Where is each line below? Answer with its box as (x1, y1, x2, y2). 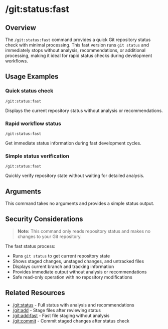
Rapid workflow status (5, 120, 61, 127)
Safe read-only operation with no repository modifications (12, 274, 133, 280)
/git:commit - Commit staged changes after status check (12, 317, 129, 323)
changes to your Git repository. (17, 233, 82, 239)
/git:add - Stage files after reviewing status (12, 307, 101, 313)
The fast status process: (5, 243, 56, 249)
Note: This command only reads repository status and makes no (17, 228, 151, 234)
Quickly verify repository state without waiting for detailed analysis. (5, 172, 144, 178)
